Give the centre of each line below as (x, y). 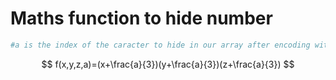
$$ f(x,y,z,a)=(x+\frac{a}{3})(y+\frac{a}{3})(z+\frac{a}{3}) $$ (168, 64)
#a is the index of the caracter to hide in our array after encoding (160, 45)
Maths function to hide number (141, 18)
